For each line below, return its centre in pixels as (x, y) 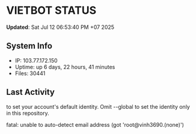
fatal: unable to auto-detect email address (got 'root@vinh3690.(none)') (95, 124)
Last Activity (31, 92)
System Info (29, 46)
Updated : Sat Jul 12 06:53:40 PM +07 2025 (60, 27)
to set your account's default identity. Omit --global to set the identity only (98, 106)
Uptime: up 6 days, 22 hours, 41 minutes (65, 67)
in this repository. (28, 113)
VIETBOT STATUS (51, 11)
